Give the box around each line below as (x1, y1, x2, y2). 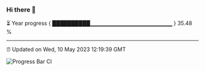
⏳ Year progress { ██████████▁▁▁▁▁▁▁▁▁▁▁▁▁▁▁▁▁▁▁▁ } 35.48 (6, 19, 192, 27)
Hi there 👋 (6, 5, 37, 14)
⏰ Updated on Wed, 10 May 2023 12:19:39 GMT (6, 46, 126, 53)
